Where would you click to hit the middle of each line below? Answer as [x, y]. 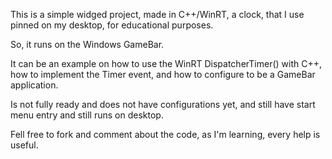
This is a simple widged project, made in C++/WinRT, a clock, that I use [157, 14]
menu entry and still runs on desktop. [87, 115]
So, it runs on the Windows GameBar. [87, 44]
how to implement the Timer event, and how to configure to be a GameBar [163, 74]
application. [34, 85]
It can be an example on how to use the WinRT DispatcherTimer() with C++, [166, 63]
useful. [24, 145]
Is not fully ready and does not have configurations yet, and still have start [163, 104]
